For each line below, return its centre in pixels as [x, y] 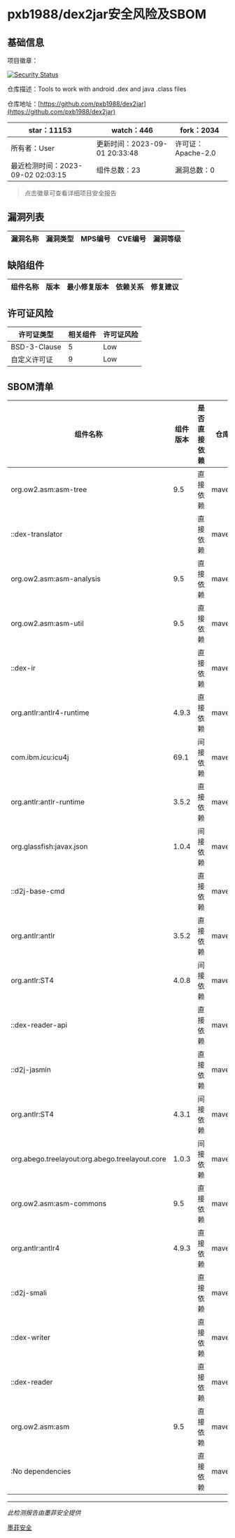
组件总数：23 [119, 170]
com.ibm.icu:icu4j [40, 757]
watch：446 [133, 130]
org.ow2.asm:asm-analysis [56, 579]
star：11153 [50, 130]
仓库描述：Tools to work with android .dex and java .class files [97, 89]
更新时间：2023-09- [132, 144]
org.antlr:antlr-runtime [48, 802]
